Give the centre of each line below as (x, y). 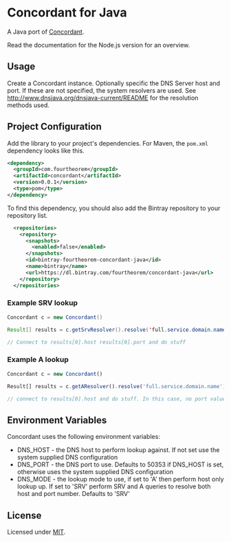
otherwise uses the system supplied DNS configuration (95, 472)
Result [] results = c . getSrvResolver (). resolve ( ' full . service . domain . (110, 330)
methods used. (29, 105)
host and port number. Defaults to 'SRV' (74, 494)
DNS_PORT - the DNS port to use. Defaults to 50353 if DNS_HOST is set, (120, 464)
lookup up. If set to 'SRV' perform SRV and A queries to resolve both (114, 486)
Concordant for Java (67, 13)
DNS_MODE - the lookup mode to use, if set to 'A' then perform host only (121, 479)
